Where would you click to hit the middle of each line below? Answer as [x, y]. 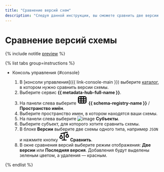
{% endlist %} [19, 165]
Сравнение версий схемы [61, 40]
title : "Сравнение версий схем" [38, 10]
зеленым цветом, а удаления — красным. [63, 155]
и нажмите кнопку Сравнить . [56, 140]
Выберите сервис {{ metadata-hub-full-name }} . [70, 92]
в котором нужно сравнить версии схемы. [64, 87]
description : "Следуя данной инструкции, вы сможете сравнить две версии [82, 15]
